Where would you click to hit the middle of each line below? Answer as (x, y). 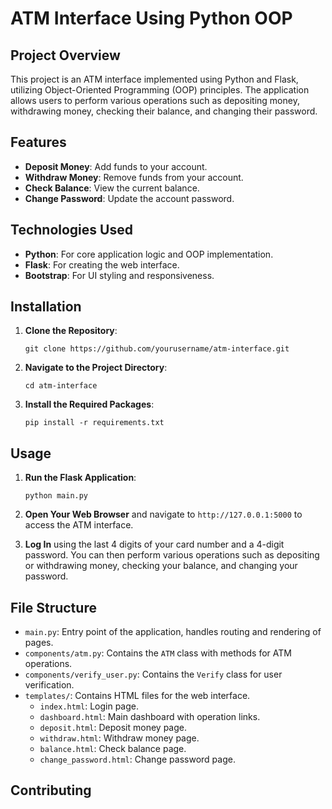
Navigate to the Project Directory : (96, 368)
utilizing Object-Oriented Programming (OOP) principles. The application (160, 90)
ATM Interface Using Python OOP (151, 18)
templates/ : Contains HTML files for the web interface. (137, 696)
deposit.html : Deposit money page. (113, 728)
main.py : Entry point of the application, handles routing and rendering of (173, 632)
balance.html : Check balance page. (113, 749)
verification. (49, 685)
